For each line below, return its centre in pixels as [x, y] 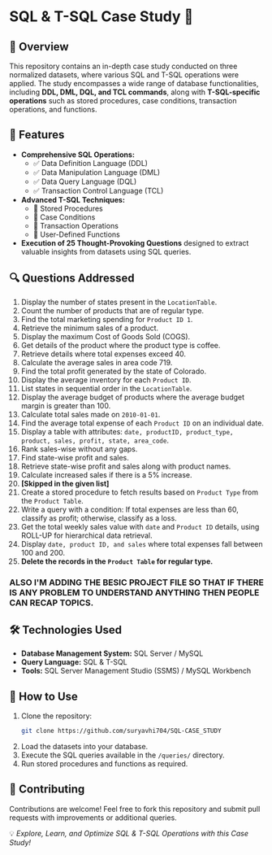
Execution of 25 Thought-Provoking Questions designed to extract [135, 242]
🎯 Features [37, 135]
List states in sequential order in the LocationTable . [106, 388]
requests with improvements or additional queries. [93, 818]
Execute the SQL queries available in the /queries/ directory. [123, 755]
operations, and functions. [53, 109]
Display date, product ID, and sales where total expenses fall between [142, 543]
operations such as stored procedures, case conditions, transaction [123, 100]
